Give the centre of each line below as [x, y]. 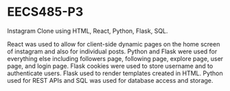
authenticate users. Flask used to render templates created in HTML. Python [115, 73]
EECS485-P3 [45, 12]
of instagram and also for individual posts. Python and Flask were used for [112, 51]
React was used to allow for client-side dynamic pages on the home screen [114, 44]
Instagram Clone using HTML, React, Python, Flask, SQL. [88, 31]
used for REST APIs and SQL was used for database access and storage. [110, 80]
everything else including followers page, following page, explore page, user [115, 58]
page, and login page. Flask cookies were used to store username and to [110, 66]
